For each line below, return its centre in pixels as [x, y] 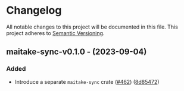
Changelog [34, 10]
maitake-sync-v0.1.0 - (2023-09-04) [77, 52]
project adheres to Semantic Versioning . [55, 33]
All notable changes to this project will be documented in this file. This [92, 27]
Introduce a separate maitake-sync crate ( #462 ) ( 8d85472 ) [87, 81]
